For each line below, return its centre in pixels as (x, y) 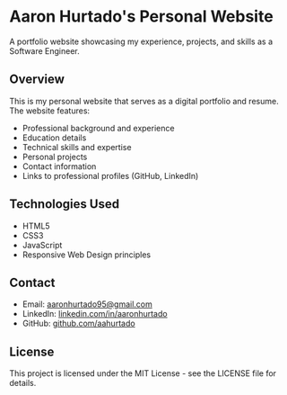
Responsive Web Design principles (87, 255)
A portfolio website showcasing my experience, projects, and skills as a (141, 41)
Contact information (59, 166)
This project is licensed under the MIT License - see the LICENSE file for (143, 373)
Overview (37, 80)
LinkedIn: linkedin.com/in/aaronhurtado (95, 314)
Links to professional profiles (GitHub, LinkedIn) (110, 175)
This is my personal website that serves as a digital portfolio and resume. (144, 101)
